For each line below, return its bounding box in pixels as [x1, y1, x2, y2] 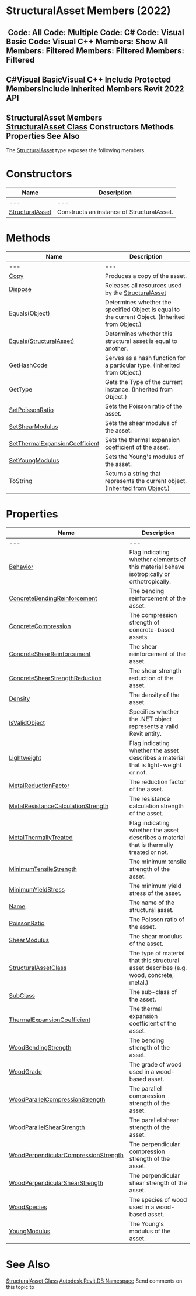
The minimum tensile [129, 858, 187, 866]
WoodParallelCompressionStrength [9, 1095, 106, 1103]
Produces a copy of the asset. [104, 272, 187, 280]
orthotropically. [129, 577, 171, 585]
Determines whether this [104, 330, 173, 338]
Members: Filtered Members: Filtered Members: [6, 46, 185, 56]
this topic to [6, 1283, 35, 1290]
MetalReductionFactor [9, 781, 70, 790]
